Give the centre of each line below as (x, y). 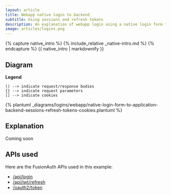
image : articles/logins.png (35, 29)
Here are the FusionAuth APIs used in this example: (59, 166)
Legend (13, 77)
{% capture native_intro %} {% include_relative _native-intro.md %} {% (80, 43)
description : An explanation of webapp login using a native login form (84, 24)
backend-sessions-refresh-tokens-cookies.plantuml (60, 110)
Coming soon (19, 138)
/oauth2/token (27, 187)
